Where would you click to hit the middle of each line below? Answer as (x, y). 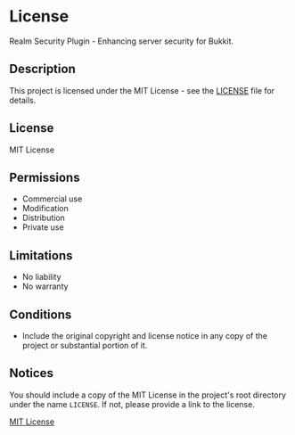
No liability (41, 277)
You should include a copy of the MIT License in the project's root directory (148, 395)
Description (42, 69)
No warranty (45, 286)
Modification (45, 209)
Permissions (45, 177)
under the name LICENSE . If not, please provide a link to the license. (132, 404)
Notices (31, 373)
